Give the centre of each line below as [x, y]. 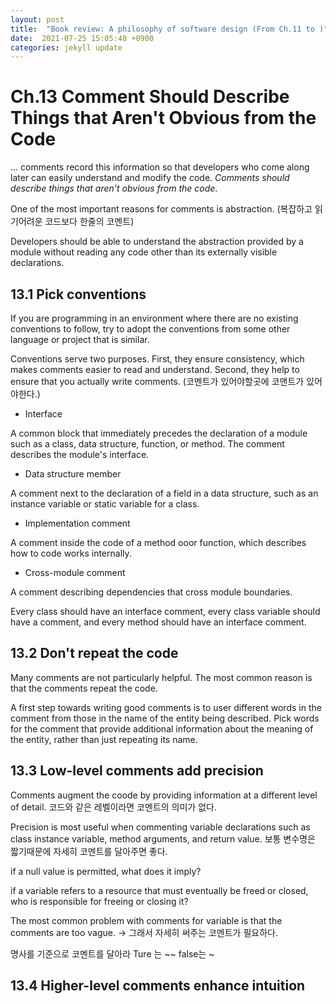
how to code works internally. [71, 553]
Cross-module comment [75, 572]
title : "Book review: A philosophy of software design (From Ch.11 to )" [169, 29]
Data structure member [73, 474]
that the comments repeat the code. [84, 688]
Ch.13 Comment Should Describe [150, 97]
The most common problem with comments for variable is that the [146, 920]
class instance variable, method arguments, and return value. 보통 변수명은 [163, 838]
